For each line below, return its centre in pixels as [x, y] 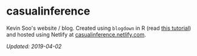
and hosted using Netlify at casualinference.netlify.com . [76, 34]
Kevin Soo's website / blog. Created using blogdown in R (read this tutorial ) [99, 28]
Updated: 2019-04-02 [34, 46]
